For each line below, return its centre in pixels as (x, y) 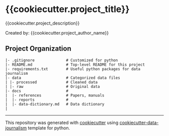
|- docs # (37, 91)
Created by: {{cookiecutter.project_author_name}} (57, 33)
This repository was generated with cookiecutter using (62, 122)
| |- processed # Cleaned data (52, 82)
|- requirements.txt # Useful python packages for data (73, 69)
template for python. (49, 128)
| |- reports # (37, 100)
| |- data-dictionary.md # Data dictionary (55, 104)
